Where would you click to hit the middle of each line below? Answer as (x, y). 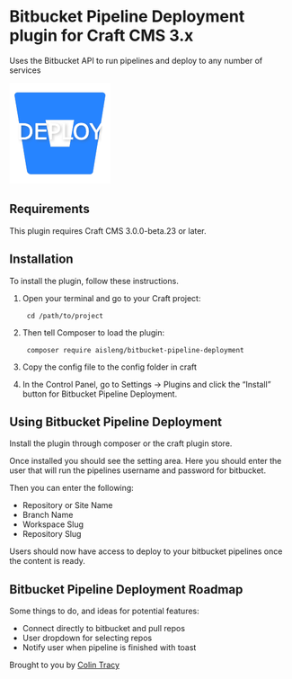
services (25, 70)
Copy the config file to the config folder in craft (110, 367)
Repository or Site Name (67, 505)
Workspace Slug (53, 524)
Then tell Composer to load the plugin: (93, 332)
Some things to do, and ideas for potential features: (104, 611)
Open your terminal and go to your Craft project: (111, 298)
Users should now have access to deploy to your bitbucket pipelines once (146, 551)
